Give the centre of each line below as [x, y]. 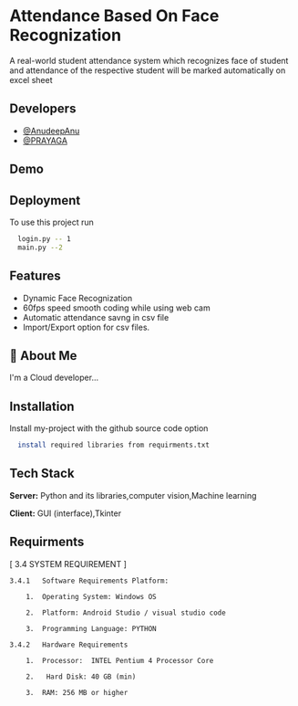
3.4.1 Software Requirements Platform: [89, 581]
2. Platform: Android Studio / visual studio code [126, 613]
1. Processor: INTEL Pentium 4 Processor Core [120, 660]
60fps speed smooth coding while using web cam [117, 308]
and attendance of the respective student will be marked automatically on [148, 70]
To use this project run [51, 222]
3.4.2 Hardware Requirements [69, 645]
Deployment [45, 200]
